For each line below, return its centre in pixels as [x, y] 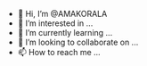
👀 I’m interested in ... [55, 23]
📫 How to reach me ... [59, 52]
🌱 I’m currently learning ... [65, 33]
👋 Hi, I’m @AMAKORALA [62, 14]
